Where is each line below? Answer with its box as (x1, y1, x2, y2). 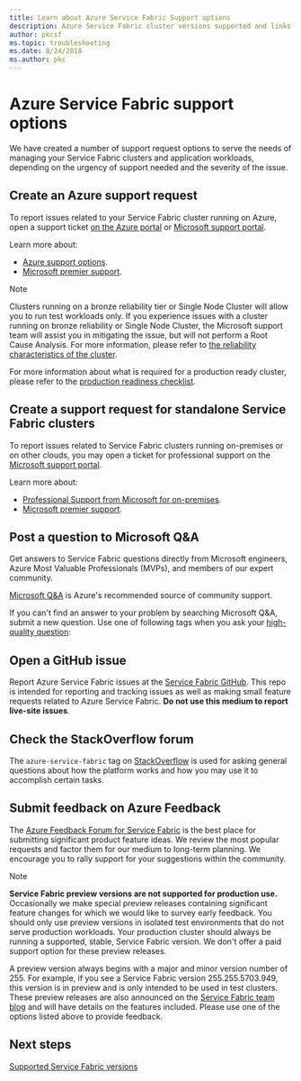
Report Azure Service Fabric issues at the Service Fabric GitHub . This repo (9, 677, 287, 687)
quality (9, 627, 35, 638)
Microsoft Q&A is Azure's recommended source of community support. (9, 590, 273, 601)
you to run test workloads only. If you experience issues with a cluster (9, 310, 269, 321)
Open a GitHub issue (9, 652, 128, 668)
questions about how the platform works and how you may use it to (9, 765, 259, 776)
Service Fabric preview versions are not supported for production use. (9, 888, 279, 899)
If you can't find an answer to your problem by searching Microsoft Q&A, (9, 607, 279, 618)
